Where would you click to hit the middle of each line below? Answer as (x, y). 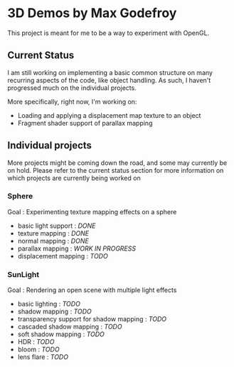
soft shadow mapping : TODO (61, 334)
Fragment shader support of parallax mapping (85, 123)
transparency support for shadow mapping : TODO (92, 319)
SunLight (23, 274)
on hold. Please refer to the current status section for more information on (116, 170)
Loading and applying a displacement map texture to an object (109, 115)
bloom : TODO (38, 350)
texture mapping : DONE (53, 233)
